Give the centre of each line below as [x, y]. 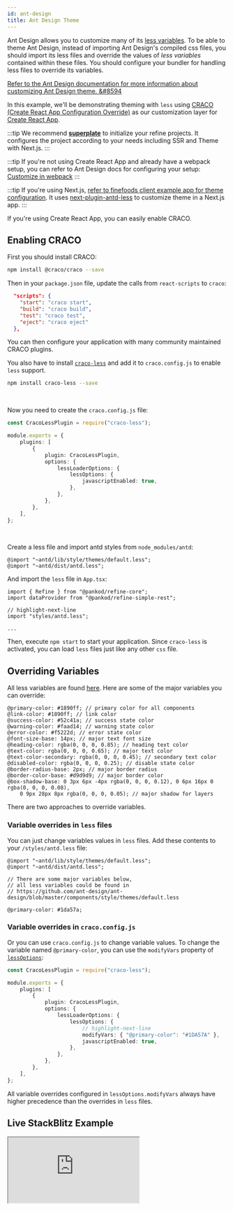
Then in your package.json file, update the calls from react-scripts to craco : [117, 283]
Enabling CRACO [44, 240]
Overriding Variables [53, 671]
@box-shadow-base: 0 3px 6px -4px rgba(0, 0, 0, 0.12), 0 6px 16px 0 [111, 782]
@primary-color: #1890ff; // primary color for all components [101, 708]
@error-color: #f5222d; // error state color [74, 733]
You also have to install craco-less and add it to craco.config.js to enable [114, 363]
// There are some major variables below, [70, 879]
